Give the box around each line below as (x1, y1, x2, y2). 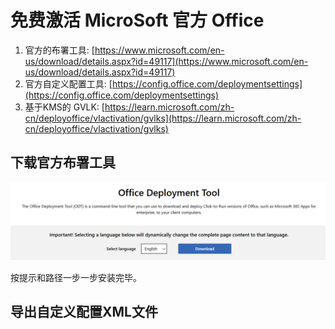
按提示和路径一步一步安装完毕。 (10, 271, 142, 283)
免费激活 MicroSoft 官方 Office (10, 9, 265, 32)
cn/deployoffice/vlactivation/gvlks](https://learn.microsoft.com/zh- (24, 112, 302, 124)
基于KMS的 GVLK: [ (24, 101, 105, 113)
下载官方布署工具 (10, 154, 116, 171)
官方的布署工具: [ (24, 44, 95, 56)
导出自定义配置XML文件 (10, 304, 158, 321)
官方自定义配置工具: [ (24, 77, 113, 90)
